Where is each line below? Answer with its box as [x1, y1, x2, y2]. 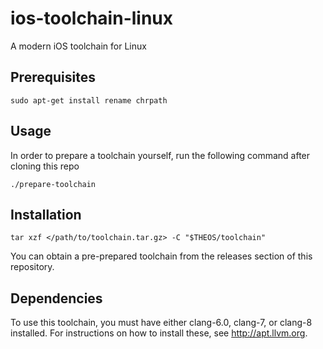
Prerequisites [10, 69, 96, 86]
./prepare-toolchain [10, 179, 97, 189]
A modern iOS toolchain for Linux [10, 40, 147, 52]
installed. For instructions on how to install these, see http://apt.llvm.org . [10, 327, 308, 339]
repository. [10, 261, 55, 273]
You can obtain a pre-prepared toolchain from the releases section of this [10, 250, 313, 262]
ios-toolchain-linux [10, 7, 174, 30]
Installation [10, 206, 82, 223]
